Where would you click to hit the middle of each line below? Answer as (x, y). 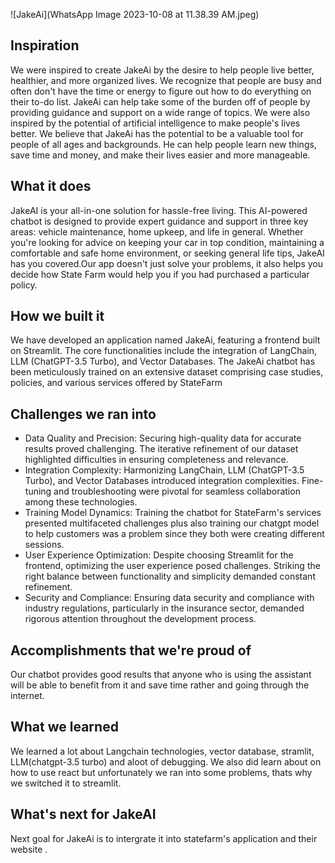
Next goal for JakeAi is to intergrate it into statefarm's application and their (164, 838)
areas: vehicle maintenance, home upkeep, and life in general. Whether (157, 231)
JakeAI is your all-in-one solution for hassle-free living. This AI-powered (159, 210)
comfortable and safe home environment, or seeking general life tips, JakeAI (167, 253)
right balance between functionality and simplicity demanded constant (170, 576)
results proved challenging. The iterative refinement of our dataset (161, 449)
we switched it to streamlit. (66, 783)
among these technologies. (81, 502)
